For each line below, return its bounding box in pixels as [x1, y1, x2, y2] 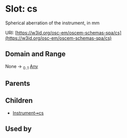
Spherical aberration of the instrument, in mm [5, 20, 100, 26]
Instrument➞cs [12, 110, 44, 116]
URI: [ [5, 29, 17, 36]
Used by [5, 125, 32, 133]
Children [5, 96, 33, 105]
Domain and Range [5, 50, 66, 58]
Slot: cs [5, 3, 38, 15]
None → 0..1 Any [5, 63, 38, 71]
